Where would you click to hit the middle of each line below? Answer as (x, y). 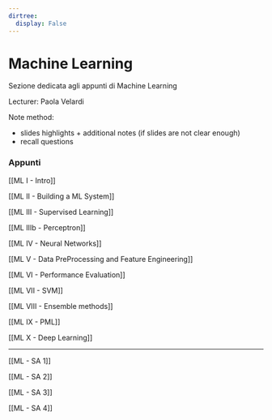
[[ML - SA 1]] (30, 361)
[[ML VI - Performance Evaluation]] (67, 274)
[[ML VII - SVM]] (36, 290)
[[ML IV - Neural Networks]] (55, 243)
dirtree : (23, 16)
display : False (41, 24)
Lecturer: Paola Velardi (47, 101)
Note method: (31, 118)
